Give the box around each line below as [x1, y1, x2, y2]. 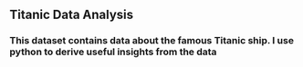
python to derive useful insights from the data [9, 45, 217, 58]
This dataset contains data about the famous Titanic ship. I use [9, 34, 295, 47]
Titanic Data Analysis [9, 7, 134, 23]
